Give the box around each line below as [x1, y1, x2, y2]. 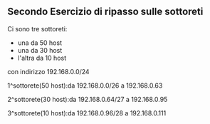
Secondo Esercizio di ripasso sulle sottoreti [7, 6, 204, 18]
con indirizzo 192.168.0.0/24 [7, 67, 90, 76]
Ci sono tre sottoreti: [7, 24, 68, 33]
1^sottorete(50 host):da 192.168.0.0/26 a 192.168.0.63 [7, 81, 163, 90]
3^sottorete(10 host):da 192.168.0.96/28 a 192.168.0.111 [7, 108, 167, 117]
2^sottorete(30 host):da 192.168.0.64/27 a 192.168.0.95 [7, 95, 168, 103]
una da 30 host [17, 46, 63, 54]
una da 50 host [17, 38, 63, 47]
